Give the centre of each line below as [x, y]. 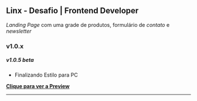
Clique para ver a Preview [38, 86]
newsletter [19, 31]
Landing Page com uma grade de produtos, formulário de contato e [88, 25]
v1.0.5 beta [20, 60]
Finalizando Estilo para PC [46, 75]
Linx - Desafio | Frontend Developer [72, 11]
